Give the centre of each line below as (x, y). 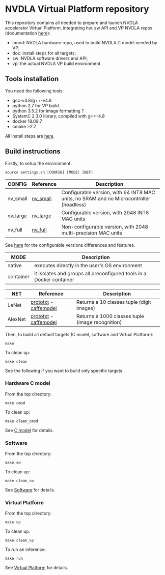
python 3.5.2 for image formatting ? (48, 111)
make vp (13, 522)
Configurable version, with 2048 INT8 (105, 212)
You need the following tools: (34, 91)
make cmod (15, 403)
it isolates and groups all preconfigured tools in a (90, 273)
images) (86, 308)
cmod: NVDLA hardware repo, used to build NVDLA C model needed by (85, 42)
